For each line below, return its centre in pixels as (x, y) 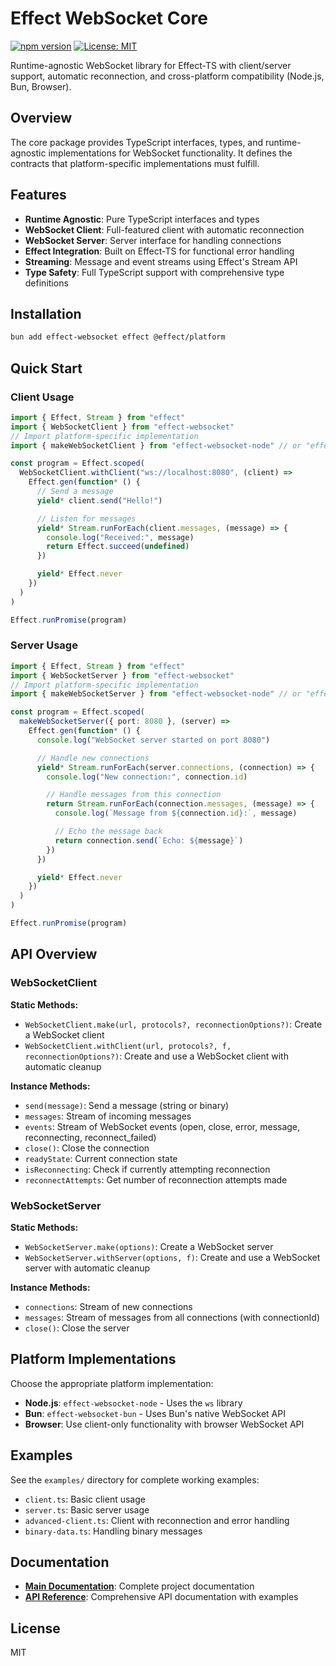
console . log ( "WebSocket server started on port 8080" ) (153, 740)
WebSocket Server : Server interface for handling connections (153, 240)
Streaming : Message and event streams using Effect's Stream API (161, 261)
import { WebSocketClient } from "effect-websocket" (122, 427)
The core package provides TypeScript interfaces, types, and (137, 142)
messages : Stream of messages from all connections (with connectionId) (172, 1317)
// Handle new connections (93, 758)
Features (38, 195)
